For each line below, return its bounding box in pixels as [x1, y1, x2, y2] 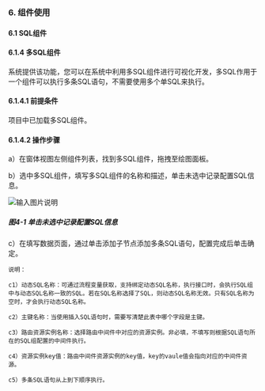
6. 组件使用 [8, 6, 51, 17]
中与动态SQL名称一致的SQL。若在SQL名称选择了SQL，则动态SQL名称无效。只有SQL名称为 [8, 290, 255, 298]
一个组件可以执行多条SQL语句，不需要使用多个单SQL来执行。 [8, 77, 210, 86]
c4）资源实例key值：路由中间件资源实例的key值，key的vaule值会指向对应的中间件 [8, 352, 242, 361]
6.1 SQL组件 [8, 28, 47, 37]
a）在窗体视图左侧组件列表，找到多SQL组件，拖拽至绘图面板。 [8, 154, 214, 164]
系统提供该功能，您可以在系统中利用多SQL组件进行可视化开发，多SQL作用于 [8, 66, 258, 76]
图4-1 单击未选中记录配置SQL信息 [8, 217, 119, 226]
